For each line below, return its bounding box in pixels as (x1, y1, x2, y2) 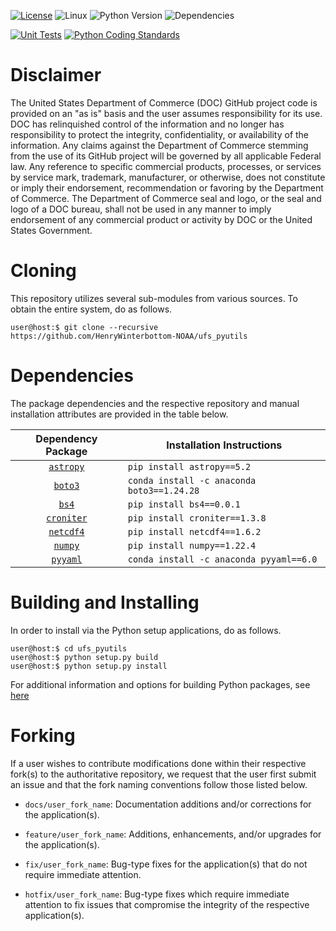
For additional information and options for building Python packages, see (10, 678, 311, 690)
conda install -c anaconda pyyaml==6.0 (127, 553, 318, 565)
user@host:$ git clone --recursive (10, 322, 159, 332)
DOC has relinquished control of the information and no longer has (10, 118, 285, 130)
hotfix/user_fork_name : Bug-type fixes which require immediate (24, 888, 290, 900)
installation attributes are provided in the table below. (10, 408, 229, 420)
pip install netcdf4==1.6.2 (127, 526, 262, 537)
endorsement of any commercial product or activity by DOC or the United (10, 213, 313, 225)
